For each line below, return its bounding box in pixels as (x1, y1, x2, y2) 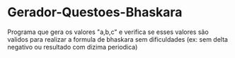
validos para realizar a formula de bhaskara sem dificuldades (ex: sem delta (7, 35, 229, 43)
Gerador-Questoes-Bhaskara (7, 4, 183, 21)
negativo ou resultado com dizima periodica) (7, 42, 138, 51)
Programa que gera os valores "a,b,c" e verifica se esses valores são (7, 28, 209, 36)
